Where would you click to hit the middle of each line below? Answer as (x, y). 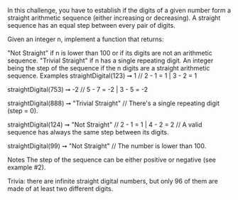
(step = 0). (23, 111)
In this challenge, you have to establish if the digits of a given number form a (119, 10)
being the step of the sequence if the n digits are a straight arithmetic (109, 68)
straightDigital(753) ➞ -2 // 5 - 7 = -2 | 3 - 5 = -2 (77, 89)
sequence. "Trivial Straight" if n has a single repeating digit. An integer (110, 60)
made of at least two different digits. (60, 189)
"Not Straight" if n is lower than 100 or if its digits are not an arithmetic (110, 53)
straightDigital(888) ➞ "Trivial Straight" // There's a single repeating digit (114, 103)
